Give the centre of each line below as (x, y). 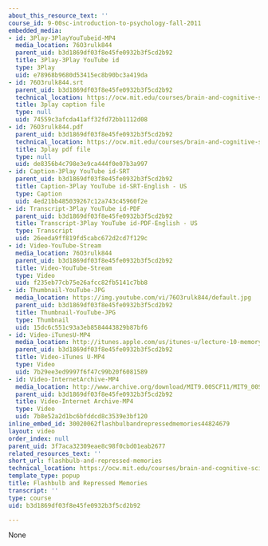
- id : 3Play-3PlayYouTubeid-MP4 (62, 38)
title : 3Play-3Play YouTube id (67, 61)
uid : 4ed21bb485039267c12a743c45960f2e (82, 201)
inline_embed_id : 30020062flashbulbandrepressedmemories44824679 (119, 424)
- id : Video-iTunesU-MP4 (49, 335)
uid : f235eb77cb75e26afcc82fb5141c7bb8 (82, 283)
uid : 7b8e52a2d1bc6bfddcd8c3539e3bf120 (82, 417)
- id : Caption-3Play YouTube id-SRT (69, 172)
